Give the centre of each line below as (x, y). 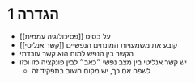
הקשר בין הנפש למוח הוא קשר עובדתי (76, 53)
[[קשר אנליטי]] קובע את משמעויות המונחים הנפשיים (98, 44)
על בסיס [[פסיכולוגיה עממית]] (65, 36)
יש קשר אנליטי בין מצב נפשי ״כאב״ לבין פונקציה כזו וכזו (103, 62)
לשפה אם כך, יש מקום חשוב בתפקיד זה (91, 70)
